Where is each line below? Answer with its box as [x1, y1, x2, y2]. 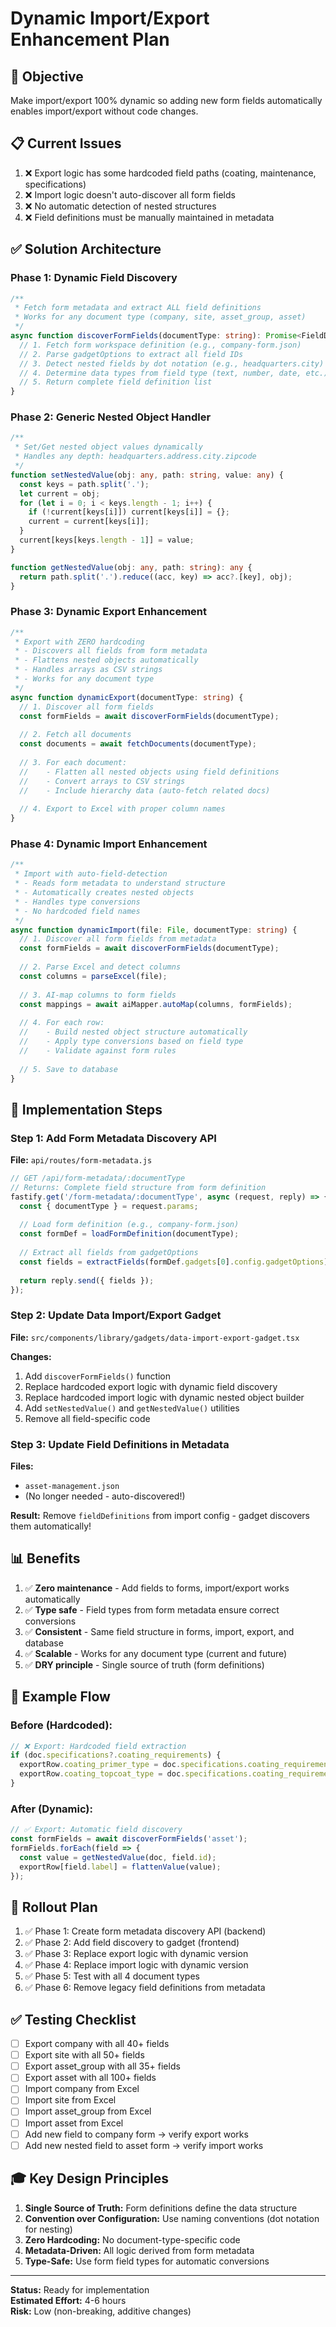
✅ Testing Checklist [10, 2011, 137, 2028]
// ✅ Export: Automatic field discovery [10, 1825, 183, 1835]
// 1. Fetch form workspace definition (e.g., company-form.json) [19, 340, 302, 350]
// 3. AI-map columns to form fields [19, 990, 177, 1000]
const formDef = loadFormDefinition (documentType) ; [19, 1229, 240, 1239]
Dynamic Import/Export [10, 7, 210, 30]
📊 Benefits [10, 1550, 81, 1567]
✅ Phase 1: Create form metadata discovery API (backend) [24, 1925, 267, 1937]
